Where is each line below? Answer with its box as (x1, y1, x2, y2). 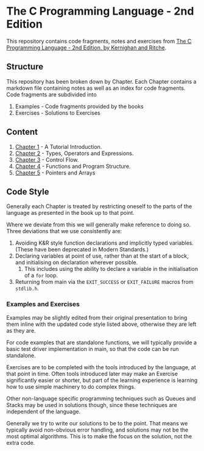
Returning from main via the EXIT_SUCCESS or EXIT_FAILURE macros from (15, 278, 194, 286)
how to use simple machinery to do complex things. (6, 383, 136, 390)
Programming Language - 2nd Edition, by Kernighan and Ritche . (6, 44, 167, 51)
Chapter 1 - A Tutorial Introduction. (15, 143, 102, 150)
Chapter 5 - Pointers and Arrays (15, 169, 96, 176)
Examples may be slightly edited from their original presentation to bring (6, 314, 188, 321)
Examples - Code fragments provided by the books (15, 103, 144, 110)
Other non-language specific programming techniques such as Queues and (6, 395, 196, 402)
